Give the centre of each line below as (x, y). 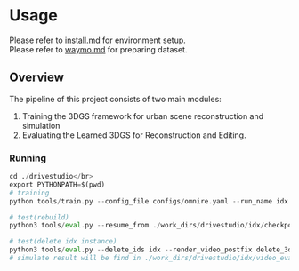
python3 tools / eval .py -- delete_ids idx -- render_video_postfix (131, 250)
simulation (41, 125)
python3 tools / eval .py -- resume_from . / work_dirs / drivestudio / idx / (137, 226)
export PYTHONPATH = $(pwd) (57, 184)
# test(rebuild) (39, 217)
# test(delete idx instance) (63, 242)
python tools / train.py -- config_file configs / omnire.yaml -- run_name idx (149, 201)
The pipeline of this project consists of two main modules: (116, 99)
